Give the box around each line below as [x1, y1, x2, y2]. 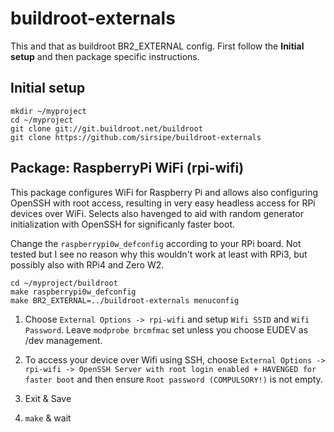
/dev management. [24, 334, 103, 346]
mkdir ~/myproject [10, 106, 87, 116]
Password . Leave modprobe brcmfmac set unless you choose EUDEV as [24, 323, 309, 336]
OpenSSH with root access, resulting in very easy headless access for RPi [10, 197, 316, 209]
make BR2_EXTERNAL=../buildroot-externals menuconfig [10, 295, 240, 306]
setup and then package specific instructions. [10, 50, 200, 62]
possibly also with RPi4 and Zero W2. [10, 258, 165, 271]
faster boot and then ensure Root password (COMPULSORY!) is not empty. [24, 373, 323, 385]
